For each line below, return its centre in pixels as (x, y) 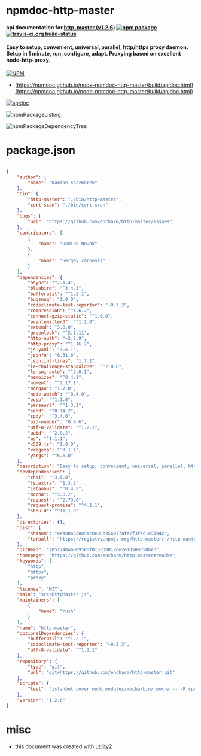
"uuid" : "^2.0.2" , (51, 433)
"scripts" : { (33, 684)
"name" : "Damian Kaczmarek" (63, 183)
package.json (41, 151)
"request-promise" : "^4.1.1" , (65, 505)
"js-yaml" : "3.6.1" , (53, 350)
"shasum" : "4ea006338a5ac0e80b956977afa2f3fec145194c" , (99, 533)
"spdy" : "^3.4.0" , (51, 417)
